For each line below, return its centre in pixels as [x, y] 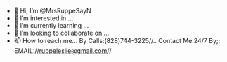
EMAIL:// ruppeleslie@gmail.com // [63, 51]
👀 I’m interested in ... [44, 18]
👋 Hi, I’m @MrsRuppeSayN [52, 11]
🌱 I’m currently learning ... [51, 25]
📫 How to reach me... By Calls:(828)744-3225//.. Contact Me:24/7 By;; [117, 41]
